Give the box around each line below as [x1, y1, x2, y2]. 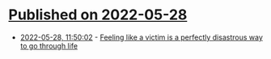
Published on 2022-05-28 [8, 6, 188, 24]
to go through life [19, 40, 78, 50]
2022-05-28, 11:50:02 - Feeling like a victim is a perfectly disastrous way [19, 32, 263, 42]
